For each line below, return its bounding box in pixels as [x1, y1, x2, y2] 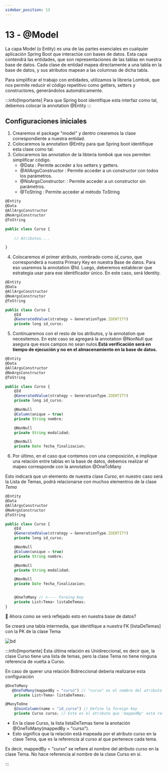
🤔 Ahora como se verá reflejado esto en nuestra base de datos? [5, 613, 136, 619]
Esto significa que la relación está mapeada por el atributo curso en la [12, 731, 156, 736]
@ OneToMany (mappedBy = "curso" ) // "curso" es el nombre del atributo [11, 688, 162, 693]
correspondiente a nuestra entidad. [12, 136, 85, 142]
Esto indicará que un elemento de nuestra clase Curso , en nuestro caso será [5, 473, 163, 480]
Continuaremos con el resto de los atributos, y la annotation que [12, 331, 145, 337]
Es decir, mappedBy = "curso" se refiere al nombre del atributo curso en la [5, 746, 159, 751]
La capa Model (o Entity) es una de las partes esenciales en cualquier [5, 46, 148, 52]
